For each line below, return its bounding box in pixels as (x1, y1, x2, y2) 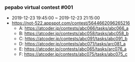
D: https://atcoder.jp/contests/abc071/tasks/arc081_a (19, 41, 126, 47)
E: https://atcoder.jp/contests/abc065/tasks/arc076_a (19, 46, 127, 52)
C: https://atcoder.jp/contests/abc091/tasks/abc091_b (19, 36, 128, 41)
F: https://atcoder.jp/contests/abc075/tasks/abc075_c (19, 51, 128, 57)
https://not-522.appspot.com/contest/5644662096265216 (11, 20, 130, 26)
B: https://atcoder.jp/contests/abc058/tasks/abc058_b (19, 31, 129, 37)
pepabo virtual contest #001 (4, 4, 73, 11)
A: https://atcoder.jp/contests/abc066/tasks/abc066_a (19, 25, 129, 31)
